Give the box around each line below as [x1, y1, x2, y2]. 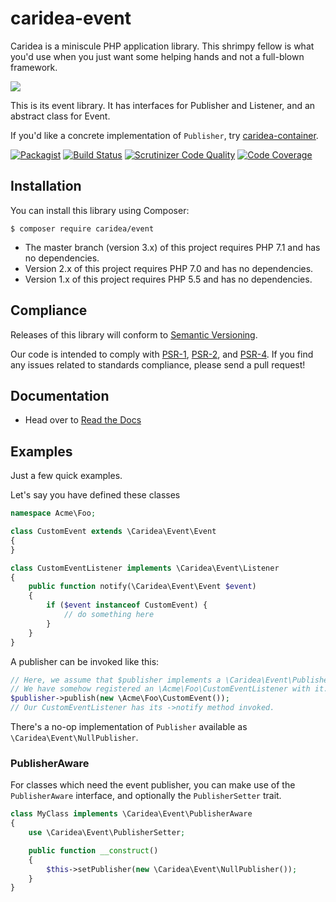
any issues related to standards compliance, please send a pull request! [10, 358, 306, 371]
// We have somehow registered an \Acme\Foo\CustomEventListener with [10, 684, 311, 694]
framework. [10, 61, 58, 73]
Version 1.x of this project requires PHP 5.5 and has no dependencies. [24, 273, 313, 285]
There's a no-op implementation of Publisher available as [10, 721, 248, 733]
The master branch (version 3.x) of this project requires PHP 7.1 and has [24, 241, 321, 253]
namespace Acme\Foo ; [10, 508, 97, 519]
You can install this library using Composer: [10, 204, 190, 216]
